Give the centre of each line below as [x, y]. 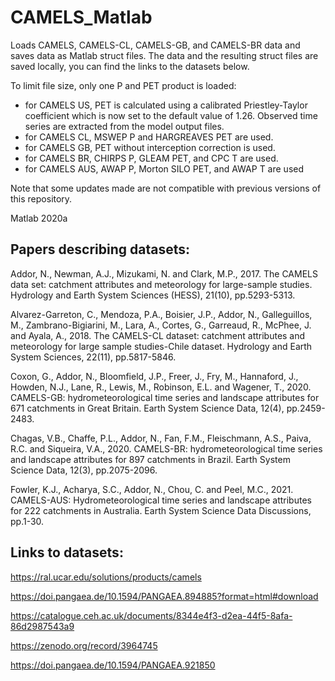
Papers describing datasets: [100, 249]
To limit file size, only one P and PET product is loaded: [123, 85]
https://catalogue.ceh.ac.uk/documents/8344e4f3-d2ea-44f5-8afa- [151, 615]
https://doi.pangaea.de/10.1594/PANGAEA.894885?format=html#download [164, 596]
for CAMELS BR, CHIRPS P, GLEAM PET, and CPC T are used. [151, 158]
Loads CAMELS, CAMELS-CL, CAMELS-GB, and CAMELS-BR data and [155, 45]
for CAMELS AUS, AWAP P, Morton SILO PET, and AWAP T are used [164, 168]
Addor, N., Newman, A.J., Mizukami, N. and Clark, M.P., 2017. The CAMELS [164, 273]
